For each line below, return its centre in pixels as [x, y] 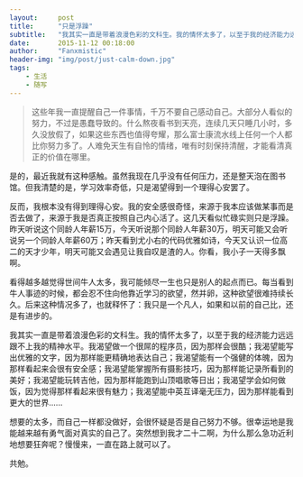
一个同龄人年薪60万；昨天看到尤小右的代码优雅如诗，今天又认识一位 [152, 240]
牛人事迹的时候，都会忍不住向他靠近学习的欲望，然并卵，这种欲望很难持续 [147, 293]
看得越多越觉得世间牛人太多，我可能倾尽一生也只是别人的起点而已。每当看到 [151, 281]
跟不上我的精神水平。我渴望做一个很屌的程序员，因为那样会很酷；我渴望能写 [151, 346]
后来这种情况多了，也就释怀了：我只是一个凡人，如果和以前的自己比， [155, 304]
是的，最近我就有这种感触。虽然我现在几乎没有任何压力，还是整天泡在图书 [147, 176]
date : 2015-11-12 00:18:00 [72, 43]
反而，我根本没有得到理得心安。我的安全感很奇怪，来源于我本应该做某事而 [147, 206]
